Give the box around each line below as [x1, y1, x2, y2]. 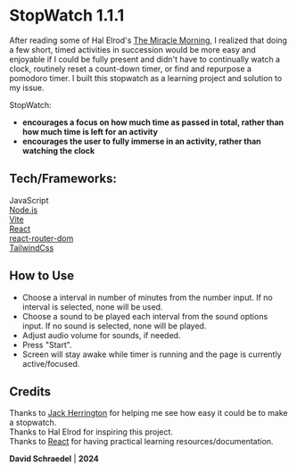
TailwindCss [9, 242, 54, 253]
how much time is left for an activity [21, 126, 159, 137]
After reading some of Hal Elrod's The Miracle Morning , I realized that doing [9, 35, 288, 46]
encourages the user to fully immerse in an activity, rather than [21, 136, 261, 146]
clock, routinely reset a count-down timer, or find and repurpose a [9, 63, 252, 74]
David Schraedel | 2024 [9, 453, 100, 464]
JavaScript [9, 195, 49, 205]
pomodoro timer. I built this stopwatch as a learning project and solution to [9, 72, 283, 83]
